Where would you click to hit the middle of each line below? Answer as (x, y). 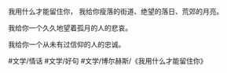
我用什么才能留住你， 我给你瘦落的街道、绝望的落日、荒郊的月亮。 (116, 11)
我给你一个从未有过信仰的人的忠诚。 (67, 44)
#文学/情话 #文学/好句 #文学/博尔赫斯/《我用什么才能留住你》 (108, 61)
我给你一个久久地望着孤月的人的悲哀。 (70, 28)
